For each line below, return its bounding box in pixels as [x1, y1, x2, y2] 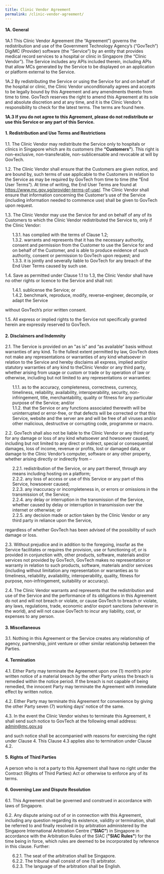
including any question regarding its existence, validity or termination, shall [5, 817, 156, 823]
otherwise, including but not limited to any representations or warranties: [5, 375, 151, 381]
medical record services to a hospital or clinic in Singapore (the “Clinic [5, 53, 146, 59]
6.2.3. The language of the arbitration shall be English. [12, 863, 121, 869]
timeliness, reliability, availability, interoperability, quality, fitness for [5, 573, 141, 579]
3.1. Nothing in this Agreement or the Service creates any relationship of [5, 635, 150, 641]
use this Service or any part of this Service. [5, 119, 95, 125]
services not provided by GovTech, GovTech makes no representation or [5, 557, 151, 563]
